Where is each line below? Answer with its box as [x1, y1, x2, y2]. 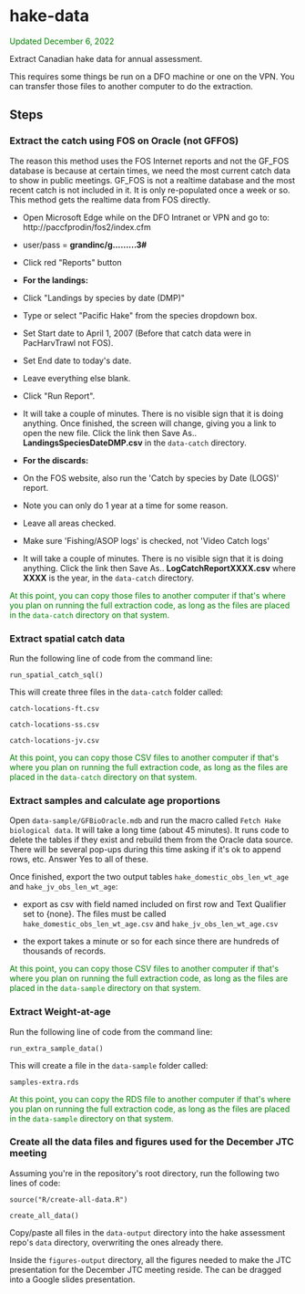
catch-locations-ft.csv [9, 704, 100, 713]
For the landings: [22, 275, 89, 286]
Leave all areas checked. [22, 517, 117, 528]
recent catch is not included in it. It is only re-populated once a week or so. [9, 184, 290, 195]
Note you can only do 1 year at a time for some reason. [22, 499, 229, 511]
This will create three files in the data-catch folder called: [9, 686, 224, 697]
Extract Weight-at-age [9, 1006, 111, 1018]
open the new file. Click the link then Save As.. [22, 427, 198, 438]
